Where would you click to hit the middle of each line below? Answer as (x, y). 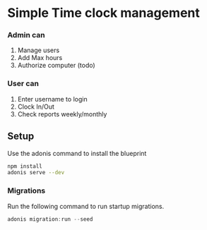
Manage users (39, 50)
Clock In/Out (36, 107)
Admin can (26, 35)
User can (23, 84)
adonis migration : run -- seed (50, 219)
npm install (25, 166)
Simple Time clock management (103, 13)
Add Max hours (40, 58)
